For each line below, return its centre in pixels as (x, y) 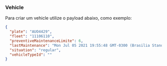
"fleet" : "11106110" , (32, 36)
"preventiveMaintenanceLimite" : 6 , (46, 41)
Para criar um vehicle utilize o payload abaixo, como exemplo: (69, 18)
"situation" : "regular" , (35, 50)
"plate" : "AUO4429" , (31, 32)
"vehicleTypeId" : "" (31, 55)
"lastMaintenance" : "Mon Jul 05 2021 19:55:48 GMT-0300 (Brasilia (80, 45)
